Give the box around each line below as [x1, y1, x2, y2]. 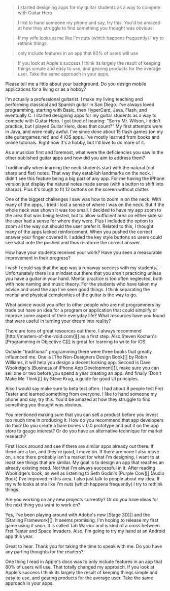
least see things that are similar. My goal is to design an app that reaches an [5, 459, 164, 466]
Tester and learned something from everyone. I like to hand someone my [5, 391, 157, 397]
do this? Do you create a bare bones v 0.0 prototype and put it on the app [5, 423, 159, 428]
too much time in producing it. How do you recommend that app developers [5, 417, 164, 423]
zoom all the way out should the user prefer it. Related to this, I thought [5, 223, 154, 229]
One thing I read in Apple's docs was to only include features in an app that [5, 558, 162, 564]
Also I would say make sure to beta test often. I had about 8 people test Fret [5, 386, 163, 392]
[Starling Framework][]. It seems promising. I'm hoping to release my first [5, 517, 159, 523]
